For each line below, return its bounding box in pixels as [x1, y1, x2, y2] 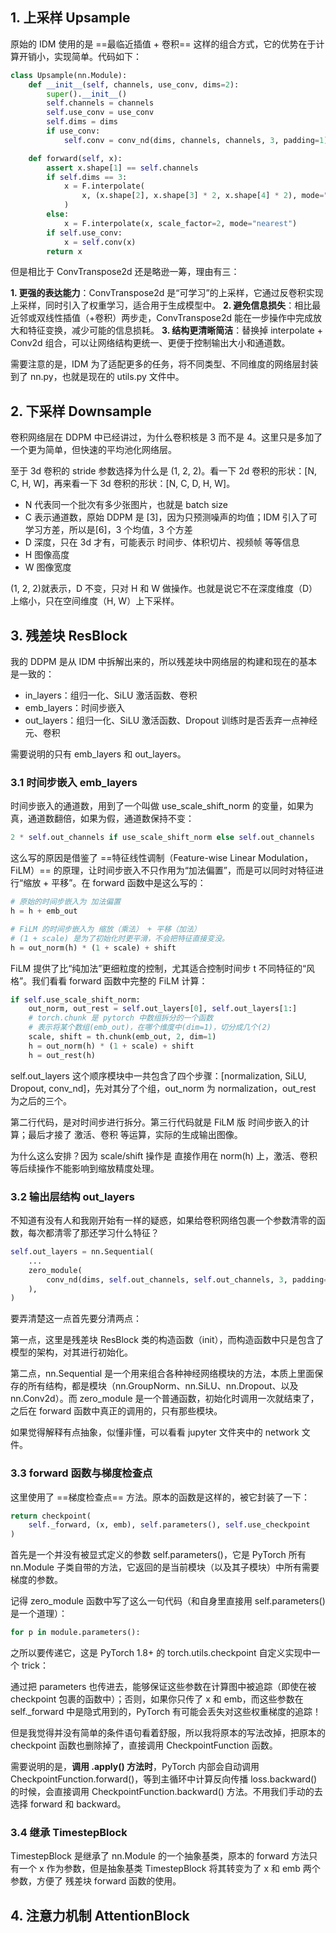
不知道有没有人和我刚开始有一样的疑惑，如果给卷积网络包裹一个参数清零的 [10, 1214, 317, 1227]
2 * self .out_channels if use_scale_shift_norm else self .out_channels [10, 833, 315, 843]
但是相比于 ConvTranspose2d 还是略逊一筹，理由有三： [10, 266, 240, 278]
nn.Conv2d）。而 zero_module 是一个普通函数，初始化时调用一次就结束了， [10, 1393, 320, 1405]
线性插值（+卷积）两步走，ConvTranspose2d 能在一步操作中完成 [44, 312, 313, 324]
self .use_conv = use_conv [46, 108, 155, 118]
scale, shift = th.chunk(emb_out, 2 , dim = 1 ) [28, 1032, 217, 1042]
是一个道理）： [10, 1608, 68, 1620]
